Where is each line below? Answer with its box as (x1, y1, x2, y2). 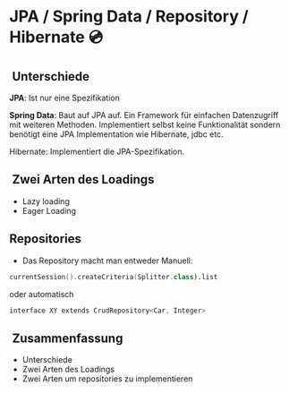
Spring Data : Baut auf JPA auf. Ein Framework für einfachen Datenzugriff (9, 110, 279, 120)
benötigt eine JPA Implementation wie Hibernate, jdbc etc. (9, 129, 224, 140)
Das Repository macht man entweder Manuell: (21, 255, 193, 266)
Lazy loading (21, 195, 70, 207)
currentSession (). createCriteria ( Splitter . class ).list (9, 272, 218, 281)
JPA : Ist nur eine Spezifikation (9, 92, 121, 103)
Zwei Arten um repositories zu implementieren (21, 373, 193, 384)
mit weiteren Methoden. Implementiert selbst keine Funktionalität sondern (9, 119, 281, 130)
